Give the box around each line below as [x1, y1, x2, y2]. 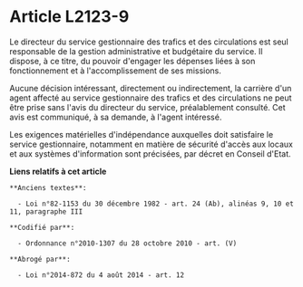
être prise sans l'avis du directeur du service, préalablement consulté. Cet [9, 101, 286, 112]
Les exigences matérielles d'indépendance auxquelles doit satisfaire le [9, 129, 274, 139]
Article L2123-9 [9, 6, 130, 27]
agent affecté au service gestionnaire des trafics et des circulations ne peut [9, 92, 292, 103]
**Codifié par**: [9, 223, 75, 232]
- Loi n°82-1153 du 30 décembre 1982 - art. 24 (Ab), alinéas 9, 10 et [17, 199, 295, 208]
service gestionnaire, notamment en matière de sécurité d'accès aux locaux [9, 139, 293, 149]
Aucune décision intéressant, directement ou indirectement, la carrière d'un [9, 82, 292, 93]
